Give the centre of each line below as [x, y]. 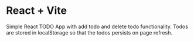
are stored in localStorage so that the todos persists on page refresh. [89, 32]
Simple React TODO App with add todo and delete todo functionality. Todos [97, 26]
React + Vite [37, 11]
